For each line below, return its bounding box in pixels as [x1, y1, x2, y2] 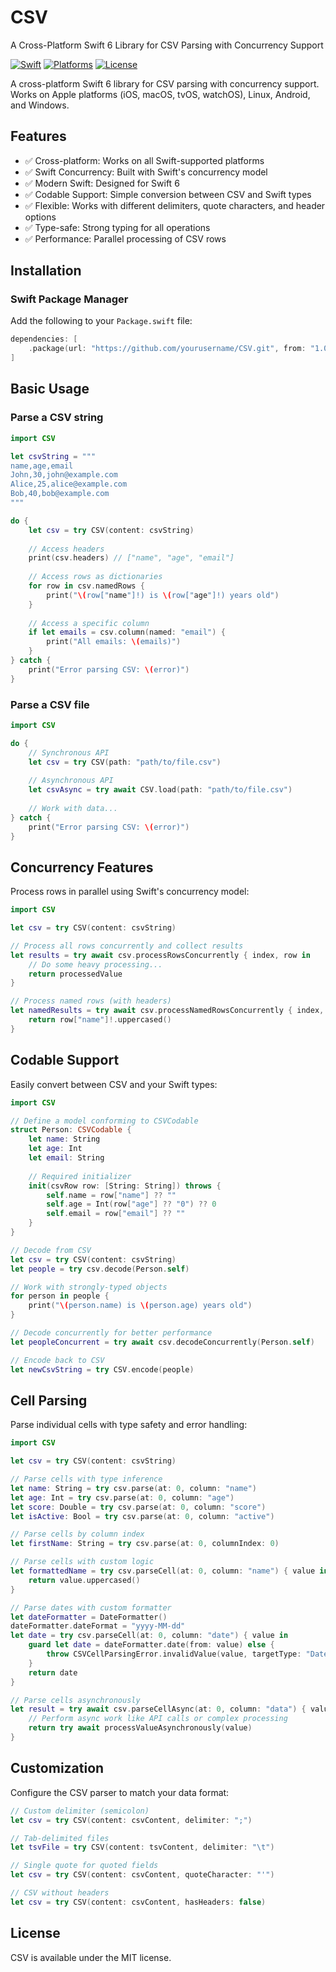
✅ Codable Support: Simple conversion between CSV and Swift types [24, 188, 312, 200]
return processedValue [28, 969, 123, 979]
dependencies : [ [10, 334, 78, 345]
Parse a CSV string [10, 411, 104, 425]
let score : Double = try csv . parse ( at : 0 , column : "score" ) [10, 1502, 267, 1512]
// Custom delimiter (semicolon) [10, 1806, 150, 1816]
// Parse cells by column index [10, 1529, 145, 1540]
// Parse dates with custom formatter [10, 1602, 172, 1613]
